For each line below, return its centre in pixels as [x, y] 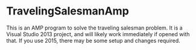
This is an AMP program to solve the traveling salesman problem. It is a [94, 28]
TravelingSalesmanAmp [68, 11]
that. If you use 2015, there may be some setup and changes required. [93, 40]
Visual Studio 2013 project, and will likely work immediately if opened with [98, 34]
